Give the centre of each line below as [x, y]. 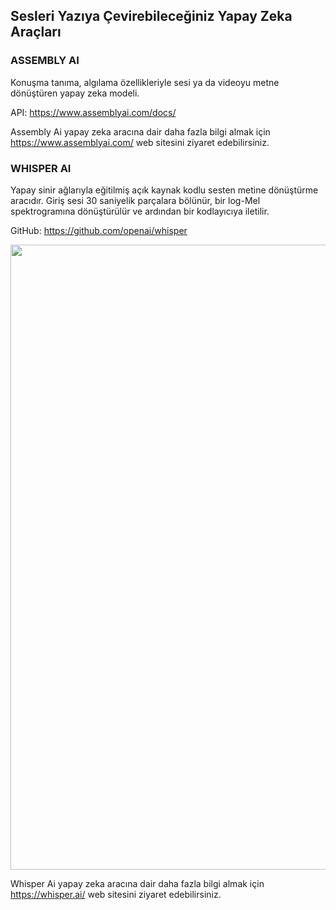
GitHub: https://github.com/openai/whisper [99, 230]
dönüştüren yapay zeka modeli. [75, 93]
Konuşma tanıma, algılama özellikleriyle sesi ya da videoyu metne [145, 82]
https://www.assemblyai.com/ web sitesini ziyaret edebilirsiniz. [140, 142]
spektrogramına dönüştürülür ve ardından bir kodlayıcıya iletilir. [140, 211]
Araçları [36, 32]
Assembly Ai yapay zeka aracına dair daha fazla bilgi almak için [140, 131]
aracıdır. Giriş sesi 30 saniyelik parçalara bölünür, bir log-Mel [135, 200]
